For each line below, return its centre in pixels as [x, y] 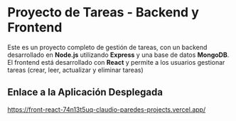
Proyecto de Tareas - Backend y [103, 12]
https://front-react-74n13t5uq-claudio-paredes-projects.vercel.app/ [107, 109]
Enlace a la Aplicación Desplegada [85, 92]
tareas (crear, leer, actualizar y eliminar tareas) [75, 70]
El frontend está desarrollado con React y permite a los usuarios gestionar [116, 62]
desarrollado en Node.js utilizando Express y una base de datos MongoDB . [118, 55]
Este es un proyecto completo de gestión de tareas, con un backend [107, 47]
